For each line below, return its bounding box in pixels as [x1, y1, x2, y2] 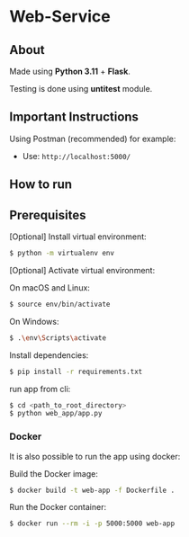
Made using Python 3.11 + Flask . [9, 66, 130, 76]
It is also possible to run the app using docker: [9, 451, 181, 461]
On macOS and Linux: [9, 282, 90, 293]
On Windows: [9, 316, 59, 327]
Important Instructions [9, 110, 139, 125]
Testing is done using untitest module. [9, 84, 153, 94]
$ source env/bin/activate [9, 300, 111, 309]
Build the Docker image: [9, 468, 99, 479]
